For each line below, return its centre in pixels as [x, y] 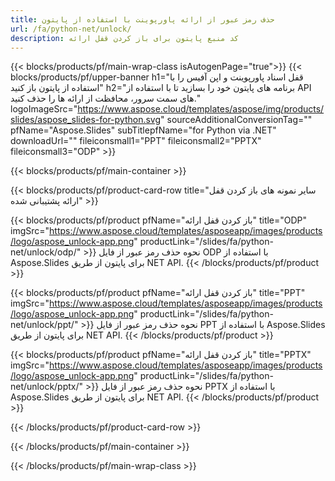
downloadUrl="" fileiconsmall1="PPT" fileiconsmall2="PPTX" [136, 141]
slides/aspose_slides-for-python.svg [86, 120]
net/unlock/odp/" [46, 252]
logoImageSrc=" [44, 109]
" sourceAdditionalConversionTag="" [236, 120]
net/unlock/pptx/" [47, 387]
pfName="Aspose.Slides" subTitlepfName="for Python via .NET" [143, 130]
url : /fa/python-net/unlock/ [71, 29]
